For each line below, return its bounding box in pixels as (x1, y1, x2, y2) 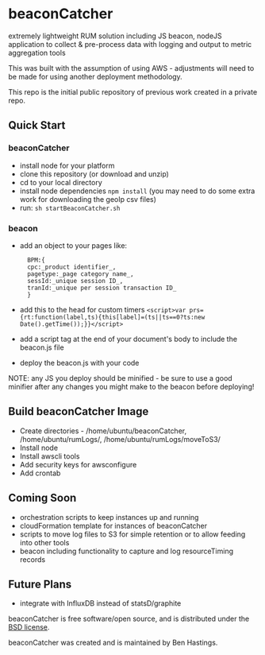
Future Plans (8, 577, 72, 591)
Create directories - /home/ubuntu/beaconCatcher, (19, 426, 187, 436)
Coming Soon (8, 491, 77, 505)
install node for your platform (19, 161, 115, 170)
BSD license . (8, 622, 50, 632)
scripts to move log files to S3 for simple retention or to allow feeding (19, 529, 246, 539)
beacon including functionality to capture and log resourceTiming (19, 546, 234, 556)
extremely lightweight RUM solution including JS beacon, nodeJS (8, 31, 222, 41)
